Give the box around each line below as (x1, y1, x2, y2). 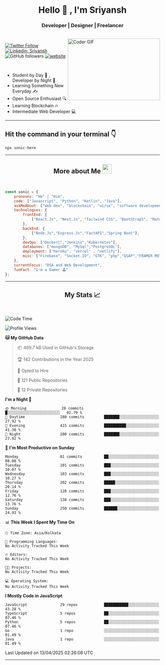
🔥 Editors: (5, 552, 28, 557)
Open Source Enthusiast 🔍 (12, 96, 67, 101)
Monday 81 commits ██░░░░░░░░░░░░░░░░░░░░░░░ (5, 454, 160, 460)
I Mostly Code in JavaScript (5, 593, 63, 599)
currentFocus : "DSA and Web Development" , (14, 263, 102, 267)
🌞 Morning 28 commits (5, 406, 84, 411)
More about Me (53, 167, 101, 175)
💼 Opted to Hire (17, 368, 49, 374)
